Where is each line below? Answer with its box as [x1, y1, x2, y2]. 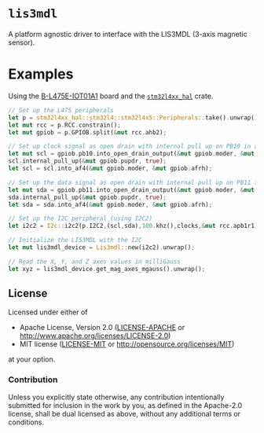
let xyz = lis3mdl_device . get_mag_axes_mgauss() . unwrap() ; [8, 265, 206, 273]
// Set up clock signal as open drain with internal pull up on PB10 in [8, 142, 251, 151]
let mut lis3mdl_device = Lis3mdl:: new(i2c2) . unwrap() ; [8, 244, 195, 251]
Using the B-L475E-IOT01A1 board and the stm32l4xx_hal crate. [8, 91, 214, 101]
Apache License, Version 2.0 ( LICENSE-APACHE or [19, 323, 185, 332]
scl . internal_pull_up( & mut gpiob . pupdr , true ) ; [8, 157, 167, 165]
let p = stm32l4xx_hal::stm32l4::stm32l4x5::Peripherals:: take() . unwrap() [8, 113, 258, 122]
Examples [8, 65, 74, 83]
